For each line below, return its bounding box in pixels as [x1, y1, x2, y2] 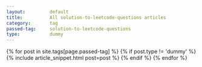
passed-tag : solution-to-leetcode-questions [6, 25, 131, 32]
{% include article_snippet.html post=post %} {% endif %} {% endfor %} [6, 54, 187, 62]
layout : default [6, 8, 69, 15]
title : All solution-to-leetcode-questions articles [6, 14, 166, 21]
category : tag [6, 20, 59, 26]
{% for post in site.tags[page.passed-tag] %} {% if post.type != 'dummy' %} [6, 48, 197, 55]
